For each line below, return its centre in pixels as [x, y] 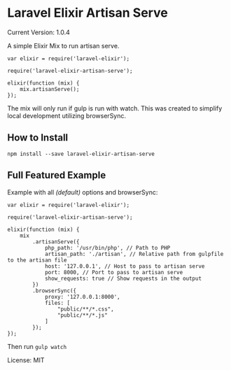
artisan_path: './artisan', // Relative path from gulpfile [134, 254]
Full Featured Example [57, 175]
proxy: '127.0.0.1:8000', [82, 297]
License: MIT [26, 360]
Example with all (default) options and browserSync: [83, 192]
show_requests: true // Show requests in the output [123, 278]
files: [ [57, 303]
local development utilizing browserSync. [67, 115]
